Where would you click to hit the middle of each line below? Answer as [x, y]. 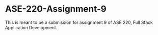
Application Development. [31, 27]
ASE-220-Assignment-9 [56, 9]
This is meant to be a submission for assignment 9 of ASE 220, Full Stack [79, 22]
